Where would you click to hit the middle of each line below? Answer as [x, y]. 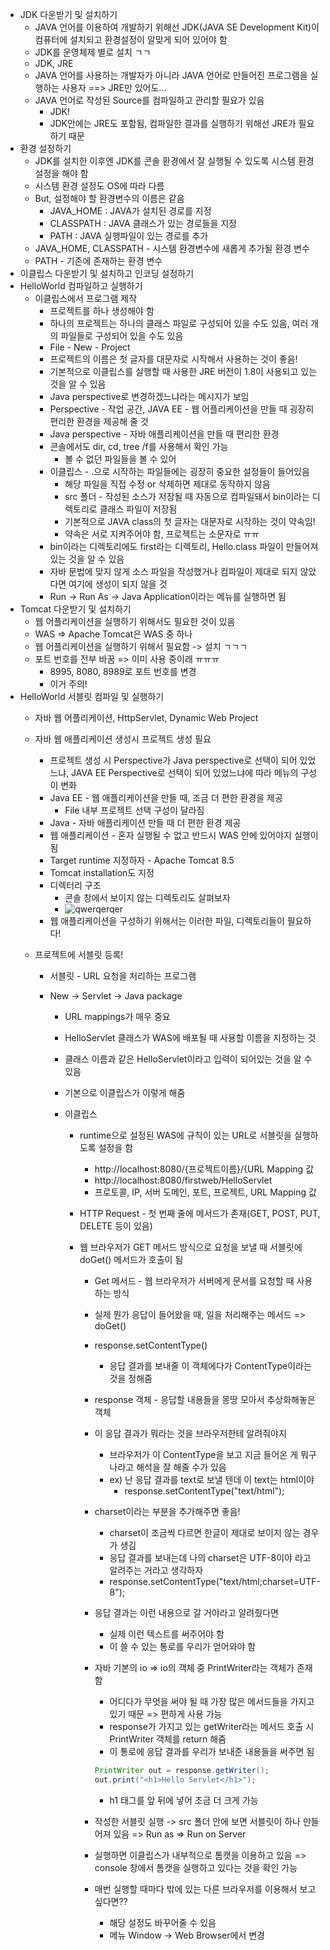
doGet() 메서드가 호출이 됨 [131, 1259]
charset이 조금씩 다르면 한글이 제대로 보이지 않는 [205, 1532]
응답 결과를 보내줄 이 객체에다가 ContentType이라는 [210, 1366]
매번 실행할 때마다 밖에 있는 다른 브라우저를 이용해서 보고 [205, 1889]
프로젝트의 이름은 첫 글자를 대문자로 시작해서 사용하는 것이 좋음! [173, 359]
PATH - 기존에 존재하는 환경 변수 [98, 261]
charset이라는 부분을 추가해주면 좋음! [167, 1511]
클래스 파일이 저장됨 [138, 509]
